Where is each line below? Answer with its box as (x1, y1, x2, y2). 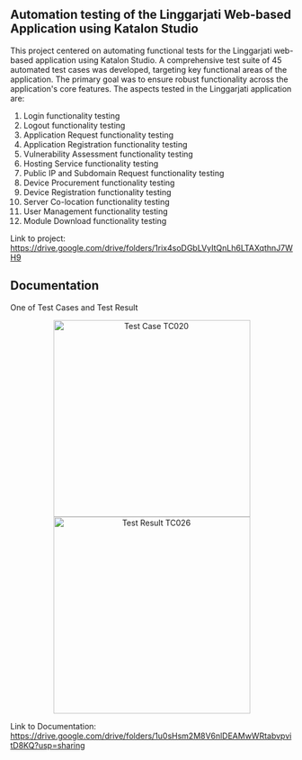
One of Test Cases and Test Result (10, 301, 138, 313)
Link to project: (10, 233, 67, 244)
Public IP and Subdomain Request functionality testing (22, 167, 225, 178)
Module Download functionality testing (22, 215, 167, 226)
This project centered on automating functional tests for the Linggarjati (10, 45, 272, 56)
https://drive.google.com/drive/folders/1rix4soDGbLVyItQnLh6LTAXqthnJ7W (10, 242, 293, 253)
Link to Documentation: (10, 720, 97, 731)
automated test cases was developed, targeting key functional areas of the (10, 64, 288, 75)
